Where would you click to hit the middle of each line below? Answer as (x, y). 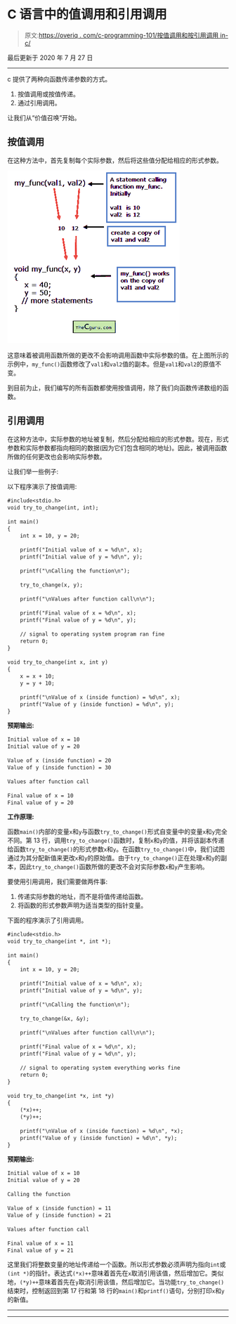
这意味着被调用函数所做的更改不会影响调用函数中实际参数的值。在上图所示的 (118, 355)
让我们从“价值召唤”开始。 (44, 117)
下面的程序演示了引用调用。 (47, 920)
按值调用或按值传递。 (48, 94)
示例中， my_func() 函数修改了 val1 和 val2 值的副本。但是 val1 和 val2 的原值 (111, 364)
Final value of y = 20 (40, 802)
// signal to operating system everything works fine (100, 1068)
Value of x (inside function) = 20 (59, 760)
